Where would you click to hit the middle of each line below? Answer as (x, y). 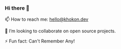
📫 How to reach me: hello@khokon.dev (47, 19)
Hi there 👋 (17, 8)
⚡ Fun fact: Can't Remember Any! (40, 41)
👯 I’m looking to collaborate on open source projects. (60, 31)
